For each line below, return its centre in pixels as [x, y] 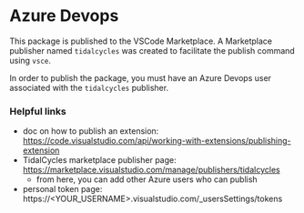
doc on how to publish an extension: [91, 131]
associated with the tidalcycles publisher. [89, 87]
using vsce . [30, 60]
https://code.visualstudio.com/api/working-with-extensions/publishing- [157, 141]
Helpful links [38, 111]
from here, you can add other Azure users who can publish [147, 179]
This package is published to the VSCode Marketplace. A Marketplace [141, 41]
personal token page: [62, 189]
